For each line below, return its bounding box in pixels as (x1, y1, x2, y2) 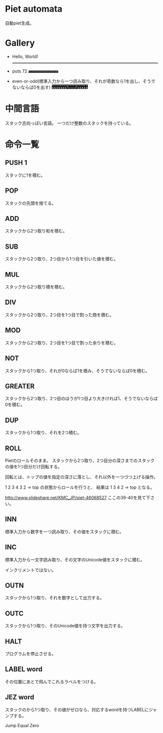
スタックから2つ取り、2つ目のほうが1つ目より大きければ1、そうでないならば (5, 396, 158, 402)
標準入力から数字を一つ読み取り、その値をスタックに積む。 (5, 529, 124, 534)
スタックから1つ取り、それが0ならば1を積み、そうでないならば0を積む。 (5, 367, 150, 373)
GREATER (5, 382, 35, 390)
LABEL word (5, 665, 43, 674)
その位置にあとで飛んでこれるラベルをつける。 (5, 678, 98, 684)
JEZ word (5, 693, 34, 701)
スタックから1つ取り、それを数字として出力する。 (5, 595, 104, 601)
